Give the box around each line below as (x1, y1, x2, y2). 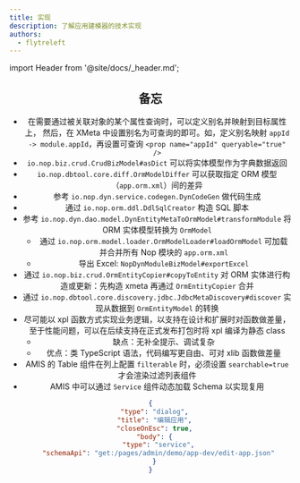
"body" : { (135, 432, 173, 441)
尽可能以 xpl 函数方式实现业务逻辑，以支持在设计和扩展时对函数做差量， (23, 314, 291, 325)
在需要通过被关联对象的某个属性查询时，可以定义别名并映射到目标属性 (27, 116, 287, 127)
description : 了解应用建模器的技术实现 (9, 21, 141, 30)
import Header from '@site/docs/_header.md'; (9, 63, 180, 73)
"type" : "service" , (122, 440, 195, 450)
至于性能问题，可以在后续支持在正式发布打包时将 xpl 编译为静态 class (29, 326, 286, 336)
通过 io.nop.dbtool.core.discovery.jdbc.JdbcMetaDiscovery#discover (22, 292, 282, 302)
